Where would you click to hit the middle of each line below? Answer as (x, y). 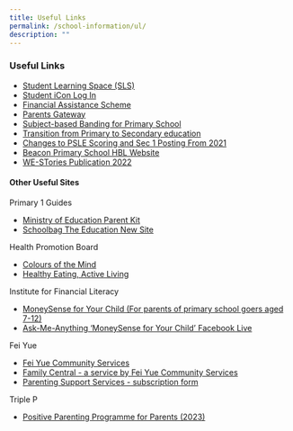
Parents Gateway (54, 114)
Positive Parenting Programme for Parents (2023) (114, 417)
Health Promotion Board (54, 247)
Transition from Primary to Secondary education (111, 133)
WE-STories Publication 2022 (77, 162)
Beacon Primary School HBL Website (91, 152)
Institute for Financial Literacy (64, 291)
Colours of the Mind (59, 264)
